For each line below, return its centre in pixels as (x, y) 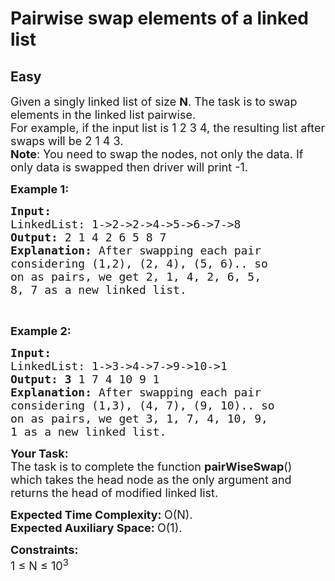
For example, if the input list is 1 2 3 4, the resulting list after (168, 128)
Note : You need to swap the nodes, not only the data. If (157, 154)
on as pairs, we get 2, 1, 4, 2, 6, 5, (136, 277)
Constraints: (44, 550)
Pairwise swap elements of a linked (159, 18)
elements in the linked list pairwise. (103, 115)
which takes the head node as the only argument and (151, 480)
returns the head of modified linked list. (114, 493)
